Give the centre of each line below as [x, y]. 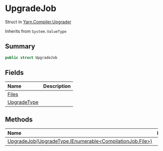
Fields [15, 73]
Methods [19, 119]
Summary [20, 46]
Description [57, 86]
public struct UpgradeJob [31, 58]
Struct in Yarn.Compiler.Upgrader [38, 22]
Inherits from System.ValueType [36, 31]
